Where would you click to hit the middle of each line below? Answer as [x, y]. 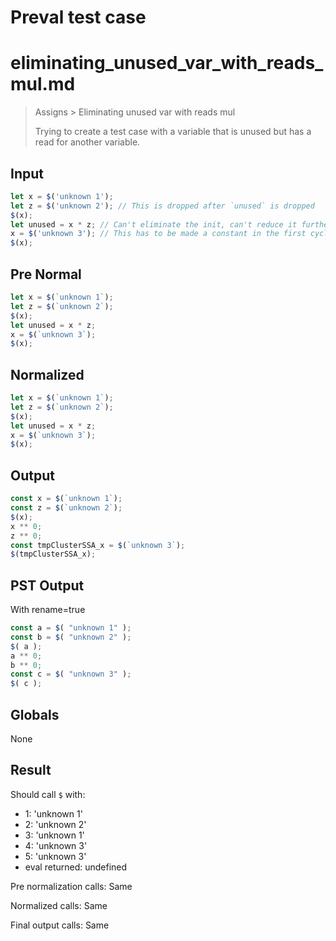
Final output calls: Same [60, 925]
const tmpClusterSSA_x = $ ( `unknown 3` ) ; [98, 545]
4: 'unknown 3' [56, 845]
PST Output [47, 585]
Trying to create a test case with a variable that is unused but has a [173, 132]
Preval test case [78, 17]
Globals [35, 714]
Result [31, 770]
